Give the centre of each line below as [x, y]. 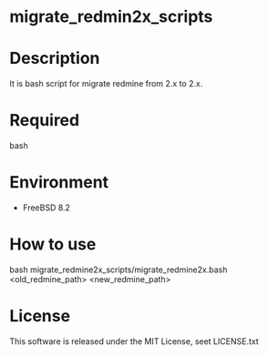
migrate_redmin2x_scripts [111, 17]
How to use [53, 244]
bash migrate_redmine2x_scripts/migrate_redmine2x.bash [119, 270]
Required [45, 121]
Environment [59, 183]
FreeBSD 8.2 [46, 208]
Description [55, 59]
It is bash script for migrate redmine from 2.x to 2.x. [106, 84]
